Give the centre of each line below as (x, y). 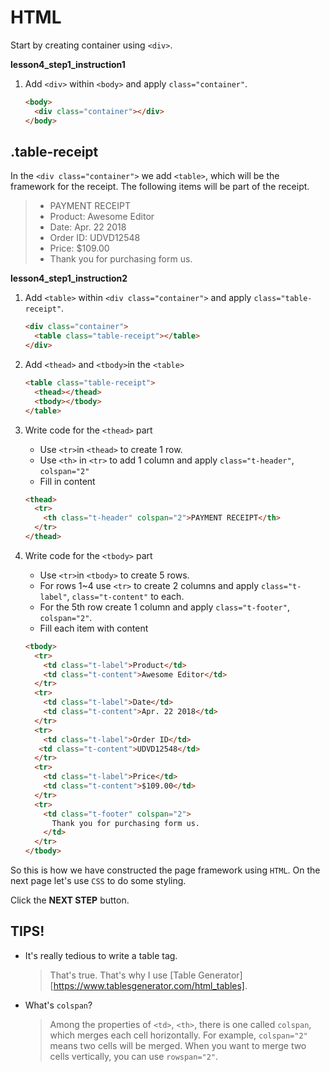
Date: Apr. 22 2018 (88, 227)
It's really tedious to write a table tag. (101, 955)
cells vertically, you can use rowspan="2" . (134, 1056)
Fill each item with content (94, 628)
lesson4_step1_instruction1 (68, 64)
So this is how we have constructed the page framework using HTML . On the (165, 870)
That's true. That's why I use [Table (123, 975)
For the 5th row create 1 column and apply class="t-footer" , (164, 607)
